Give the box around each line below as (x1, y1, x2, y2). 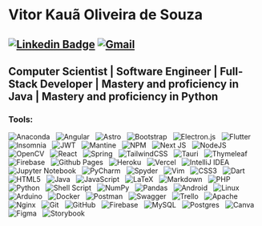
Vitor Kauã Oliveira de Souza (8, 6, 203, 24)
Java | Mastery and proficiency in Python (8, 90, 219, 103)
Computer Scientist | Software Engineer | (8, 64, 218, 78)
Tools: (8, 114, 34, 125)
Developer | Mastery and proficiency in (39, 77, 239, 91)
